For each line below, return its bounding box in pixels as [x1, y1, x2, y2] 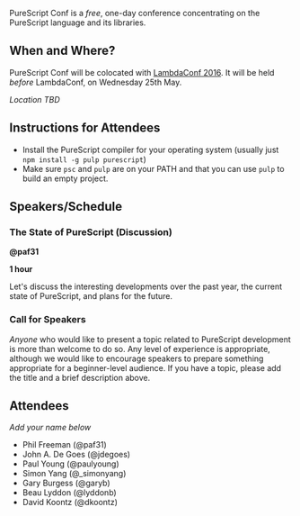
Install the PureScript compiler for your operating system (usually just [22, 144, 279, 155]
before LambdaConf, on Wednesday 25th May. [9, 77, 182, 87]
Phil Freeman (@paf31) [22, 439, 108, 450]
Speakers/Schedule [9, 199, 123, 214]
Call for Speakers [9, 313, 87, 326]
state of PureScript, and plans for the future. [9, 291, 173, 302]
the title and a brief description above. [9, 372, 151, 383]
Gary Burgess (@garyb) [22, 477, 110, 489]
